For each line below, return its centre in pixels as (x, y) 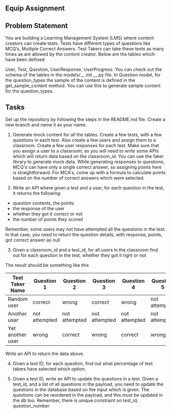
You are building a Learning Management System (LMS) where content (80, 38)
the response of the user (38, 209)
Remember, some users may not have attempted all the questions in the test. (85, 229)
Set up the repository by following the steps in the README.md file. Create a (85, 120)
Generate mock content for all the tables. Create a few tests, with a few (87, 135)
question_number (31, 406)
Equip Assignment (35, 8)
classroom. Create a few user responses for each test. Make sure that (86, 146)
